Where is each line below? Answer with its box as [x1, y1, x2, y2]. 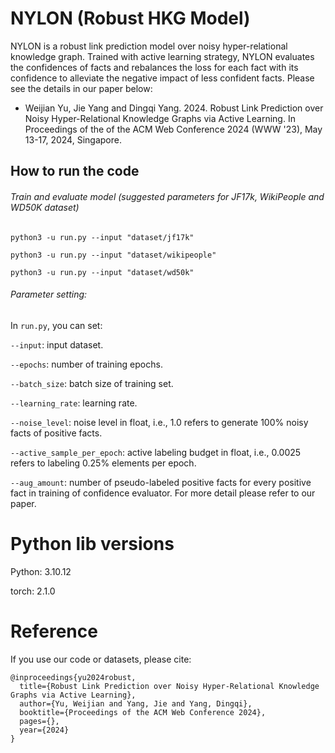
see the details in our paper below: [10, 82, 153, 94]
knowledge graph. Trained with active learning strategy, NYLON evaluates [10, 50, 315, 62]
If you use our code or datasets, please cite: [10, 653, 192, 665]
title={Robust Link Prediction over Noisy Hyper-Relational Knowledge [19, 681, 320, 691]
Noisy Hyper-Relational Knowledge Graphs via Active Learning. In [24, 112, 296, 124]
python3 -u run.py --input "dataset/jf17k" [10, 232, 195, 242]
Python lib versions [10, 532, 175, 555]
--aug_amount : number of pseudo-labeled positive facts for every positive [10, 476, 312, 488]
